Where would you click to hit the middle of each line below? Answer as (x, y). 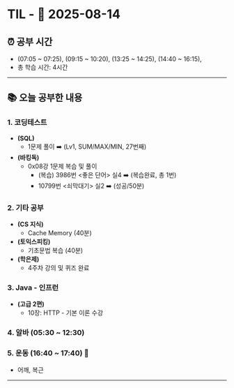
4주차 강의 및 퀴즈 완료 (58, 267)
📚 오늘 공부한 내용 (45, 98)
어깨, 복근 (30, 370)
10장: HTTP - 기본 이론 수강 (65, 313)
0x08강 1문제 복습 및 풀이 (62, 166)
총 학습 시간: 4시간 (42, 67)
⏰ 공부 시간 (30, 42)
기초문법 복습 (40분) (55, 250)
